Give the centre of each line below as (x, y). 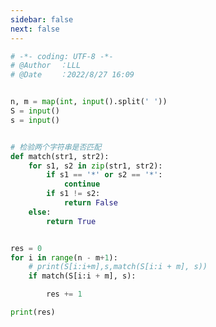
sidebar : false (42, 19)
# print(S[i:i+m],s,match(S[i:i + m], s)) (118, 267)
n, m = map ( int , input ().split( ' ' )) (89, 102)
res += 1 (64, 294)
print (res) (33, 312)
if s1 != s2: (73, 194)
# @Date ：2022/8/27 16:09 (72, 75)
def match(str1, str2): (60, 156)
